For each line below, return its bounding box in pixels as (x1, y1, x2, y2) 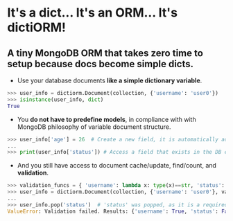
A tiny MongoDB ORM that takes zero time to (7, 47, 203, 59)
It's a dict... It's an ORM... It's (7, 5, 178, 21)
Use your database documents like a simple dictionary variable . (17, 76, 202, 85)
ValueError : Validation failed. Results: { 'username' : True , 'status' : (7, 208, 218, 215)
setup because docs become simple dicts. (7, 58, 194, 70)
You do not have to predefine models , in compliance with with (17, 115, 196, 123)
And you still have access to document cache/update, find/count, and (17, 161, 217, 170)
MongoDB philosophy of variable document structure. (17, 123, 171, 131)
